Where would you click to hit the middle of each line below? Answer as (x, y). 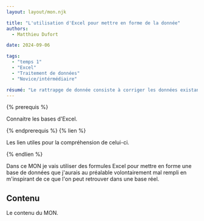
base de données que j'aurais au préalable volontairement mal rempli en (97, 173)
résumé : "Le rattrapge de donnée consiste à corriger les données (92, 90)
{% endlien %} (25, 154)
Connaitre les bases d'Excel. (42, 119)
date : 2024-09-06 (28, 45)
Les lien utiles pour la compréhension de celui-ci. (68, 142)
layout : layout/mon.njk (36, 12)
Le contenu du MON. (32, 213)
